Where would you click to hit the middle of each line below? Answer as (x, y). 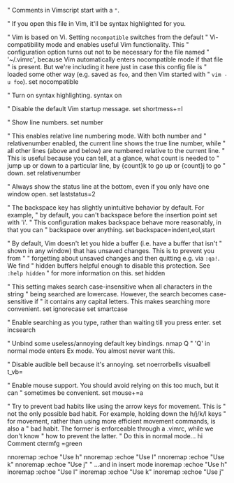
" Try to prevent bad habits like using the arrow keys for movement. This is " (117, 406)
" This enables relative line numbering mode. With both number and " (107, 136)
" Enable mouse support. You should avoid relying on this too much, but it (113, 385)
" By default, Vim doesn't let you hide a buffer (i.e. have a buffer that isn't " (115, 243)
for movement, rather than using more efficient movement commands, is (111, 421)
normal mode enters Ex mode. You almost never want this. (91, 351)
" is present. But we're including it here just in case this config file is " (107, 67)
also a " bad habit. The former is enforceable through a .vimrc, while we (110, 428)
